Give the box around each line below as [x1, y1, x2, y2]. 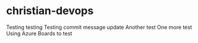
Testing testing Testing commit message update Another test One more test [6, 24, 193, 31]
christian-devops [6, 4, 94, 18]
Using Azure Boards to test [6, 29, 73, 37]
